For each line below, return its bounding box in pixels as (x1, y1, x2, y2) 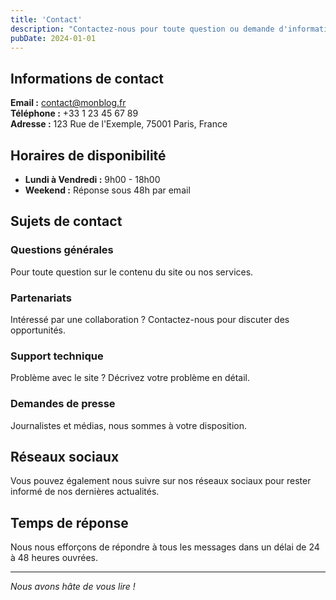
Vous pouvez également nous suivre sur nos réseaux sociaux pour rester (10, 475, 312, 487)
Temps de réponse (10, 514, 129, 531)
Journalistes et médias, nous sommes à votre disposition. (10, 419, 248, 431)
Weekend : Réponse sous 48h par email (24, 184, 191, 196)
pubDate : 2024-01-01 (10, 33, 97, 43)
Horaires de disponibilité (10, 147, 167, 164)
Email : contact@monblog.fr (10, 97, 127, 109)
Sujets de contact (10, 213, 123, 230)
